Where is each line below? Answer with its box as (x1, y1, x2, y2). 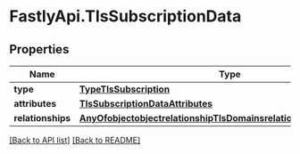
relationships (13, 112, 71, 124)
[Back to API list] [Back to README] (9, 135, 141, 145)
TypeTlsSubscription (79, 83, 171, 95)
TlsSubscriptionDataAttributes (79, 98, 212, 109)
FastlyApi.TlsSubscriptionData (9, 6, 242, 27)
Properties (9, 42, 70, 57)
